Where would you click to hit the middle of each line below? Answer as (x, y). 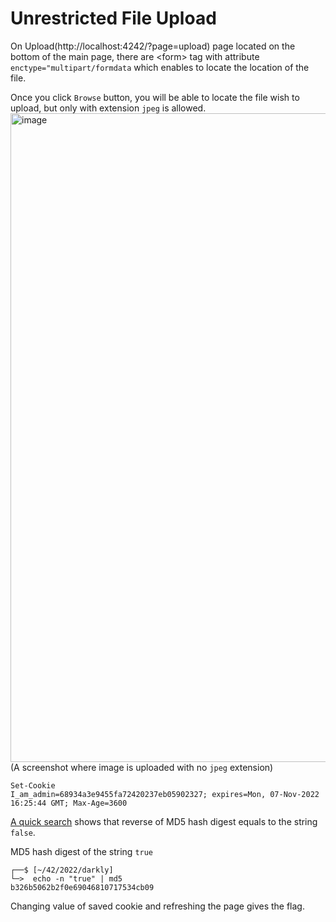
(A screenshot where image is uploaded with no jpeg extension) (142, 767)
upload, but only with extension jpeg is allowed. (108, 108)
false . (23, 832)
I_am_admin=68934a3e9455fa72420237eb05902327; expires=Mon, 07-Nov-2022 (165, 794)
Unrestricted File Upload (113, 18)
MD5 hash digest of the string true (82, 851)
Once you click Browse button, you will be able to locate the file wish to (155, 97)
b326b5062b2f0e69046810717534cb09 (82, 887)
